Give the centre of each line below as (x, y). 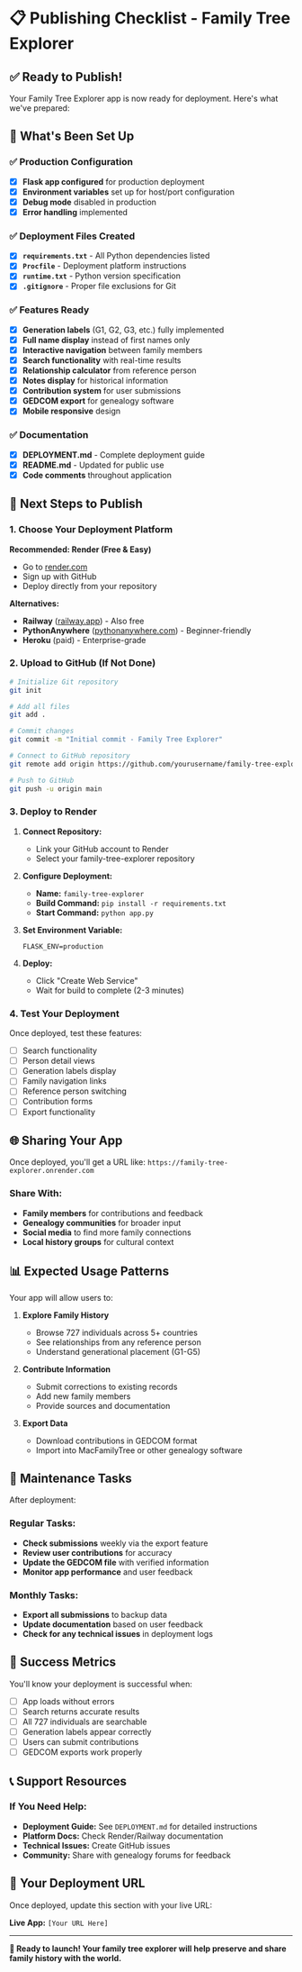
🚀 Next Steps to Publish (76, 504)
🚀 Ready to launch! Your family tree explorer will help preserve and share (148, 1949)
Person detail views (59, 1061)
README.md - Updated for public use (93, 465)
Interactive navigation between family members (112, 350)
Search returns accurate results (81, 1711)
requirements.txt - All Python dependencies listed (116, 256)
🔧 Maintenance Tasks (71, 1478)
